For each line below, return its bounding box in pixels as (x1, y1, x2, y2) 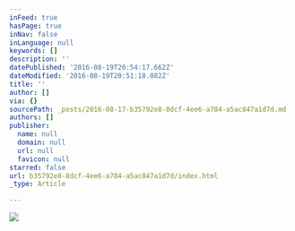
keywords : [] (9, 47, 58, 56)
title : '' (9, 80, 47, 89)
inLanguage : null (9, 38, 74, 47)
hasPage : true (9, 21, 63, 30)
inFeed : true (9, 13, 58, 22)
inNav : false (9, 30, 58, 38)
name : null (17, 130, 58, 139)
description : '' (9, 55, 70, 64)
